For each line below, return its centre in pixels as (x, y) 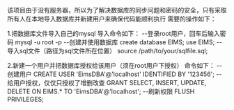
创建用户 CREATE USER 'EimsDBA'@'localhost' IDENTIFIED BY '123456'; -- (115, 74)
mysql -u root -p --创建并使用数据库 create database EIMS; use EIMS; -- (119, 42)
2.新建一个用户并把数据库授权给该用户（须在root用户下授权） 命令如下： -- (115, 65)
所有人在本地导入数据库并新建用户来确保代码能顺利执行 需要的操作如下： (112, 19)
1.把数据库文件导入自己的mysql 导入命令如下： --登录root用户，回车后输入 (114, 34)
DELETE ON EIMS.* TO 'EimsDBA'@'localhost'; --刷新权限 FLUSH (101, 91)
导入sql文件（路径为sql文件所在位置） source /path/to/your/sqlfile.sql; (108, 51)
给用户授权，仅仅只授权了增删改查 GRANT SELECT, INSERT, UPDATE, (107, 83)
